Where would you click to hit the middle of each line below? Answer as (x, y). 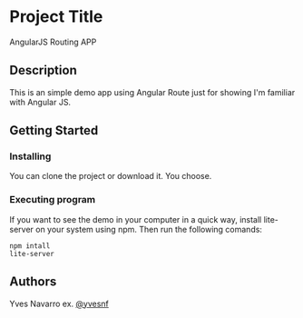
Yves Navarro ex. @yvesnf (59, 303)
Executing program (53, 200)
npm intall (30, 246)
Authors (33, 282)
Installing (30, 156)
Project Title (56, 17)
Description (43, 70)
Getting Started (54, 130)
